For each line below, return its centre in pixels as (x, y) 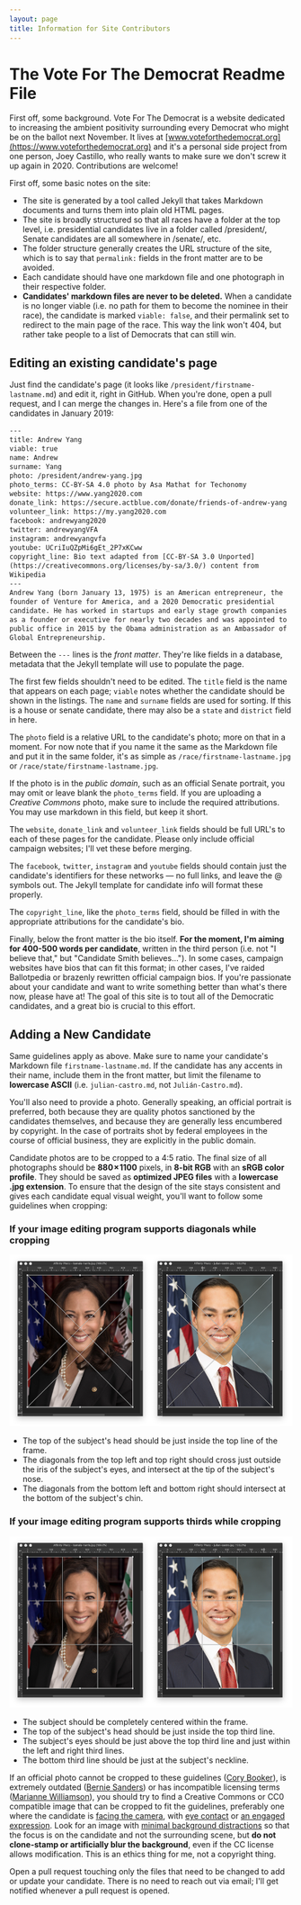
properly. (26, 894)
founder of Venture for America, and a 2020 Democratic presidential (142, 602)
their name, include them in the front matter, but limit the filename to (135, 1075)
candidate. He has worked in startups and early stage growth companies (148, 611)
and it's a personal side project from (220, 147)
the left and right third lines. (73, 1751)
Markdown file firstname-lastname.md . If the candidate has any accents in (146, 1065)
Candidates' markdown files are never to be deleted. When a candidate (157, 296)
